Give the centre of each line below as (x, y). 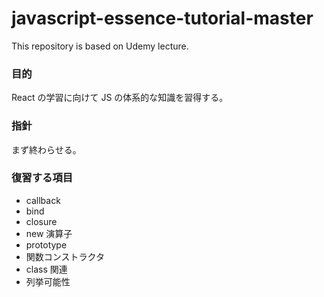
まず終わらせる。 (46, 149)
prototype (46, 244)
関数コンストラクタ (65, 256)
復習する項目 (42, 178)
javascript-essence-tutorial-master (162, 18)
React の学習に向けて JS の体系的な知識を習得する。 (120, 98)
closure (41, 221)
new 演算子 (49, 233)
